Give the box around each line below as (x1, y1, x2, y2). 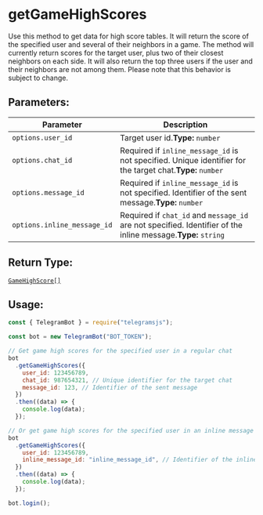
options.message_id (12, 188, 85, 197)
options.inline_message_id (12, 220, 113, 229)
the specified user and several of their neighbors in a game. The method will (8, 39, 254, 49)
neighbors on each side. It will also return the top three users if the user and (8, 56, 253, 66)
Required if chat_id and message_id (120, 209, 249, 220)
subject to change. (8, 73, 69, 82)
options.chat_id (12, 155, 73, 165)
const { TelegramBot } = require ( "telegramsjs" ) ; (8, 319, 174, 327)
